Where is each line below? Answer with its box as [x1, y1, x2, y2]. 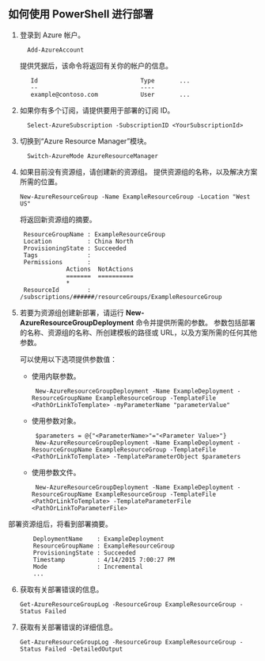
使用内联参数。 [31, 371, 81, 381]
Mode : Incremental [32, 563, 144, 571]
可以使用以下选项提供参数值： [19, 354, 117, 363]
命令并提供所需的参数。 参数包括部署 [135, 317, 256, 327]
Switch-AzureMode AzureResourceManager [27, 152, 158, 160]
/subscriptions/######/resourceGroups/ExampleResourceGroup [19, 293, 222, 301]
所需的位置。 [19, 177, 62, 186]
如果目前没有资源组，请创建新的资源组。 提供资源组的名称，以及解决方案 [19, 167, 258, 176]
